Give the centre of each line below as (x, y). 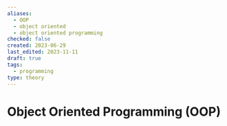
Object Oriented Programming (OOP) (114, 112)
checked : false (29, 39)
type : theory (26, 77)
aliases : (20, 13)
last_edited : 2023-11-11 (43, 52)
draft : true (24, 59)
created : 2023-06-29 (37, 45)
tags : (15, 65)
